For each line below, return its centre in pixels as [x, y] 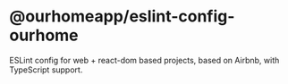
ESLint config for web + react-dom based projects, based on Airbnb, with [144, 60]
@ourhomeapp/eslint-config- [122, 17]
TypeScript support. [46, 70]
